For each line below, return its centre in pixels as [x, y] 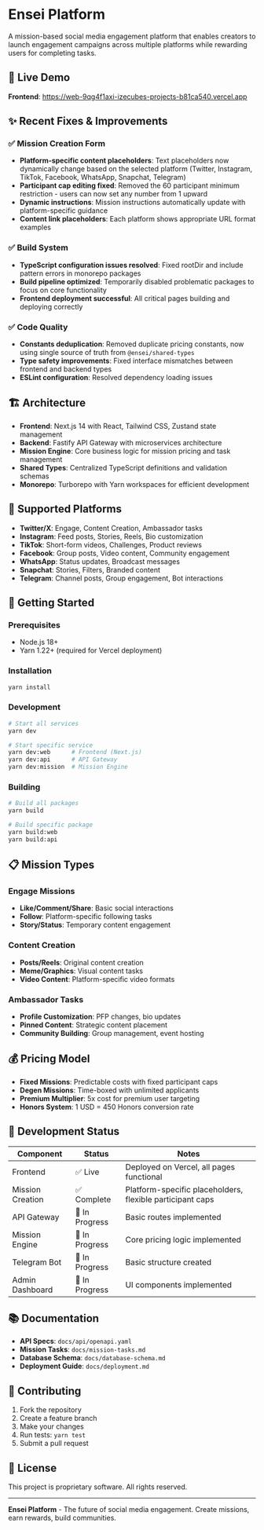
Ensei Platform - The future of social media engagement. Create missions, [129, 1510]
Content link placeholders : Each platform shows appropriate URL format [137, 219]
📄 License [33, 1468]
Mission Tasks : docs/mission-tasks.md [82, 1349]
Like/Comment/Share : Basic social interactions [97, 908]
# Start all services [44, 723]
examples [35, 227]
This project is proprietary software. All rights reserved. [98, 1487]
